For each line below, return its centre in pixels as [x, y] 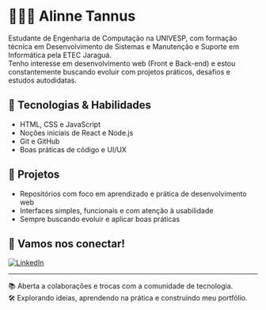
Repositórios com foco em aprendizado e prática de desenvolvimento [133, 193]
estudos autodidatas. [43, 80]
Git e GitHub [40, 141]
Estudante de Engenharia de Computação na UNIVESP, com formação [123, 38]
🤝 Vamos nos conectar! [66, 244]
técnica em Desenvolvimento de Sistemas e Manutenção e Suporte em [124, 46]
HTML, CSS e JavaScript [60, 124]
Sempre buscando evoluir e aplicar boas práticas [100, 219]
